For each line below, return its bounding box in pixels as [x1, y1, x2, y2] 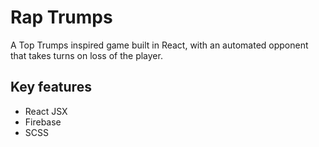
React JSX [24, 105, 68, 117]
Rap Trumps [10, 6, 113, 29]
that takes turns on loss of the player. [10, 49, 163, 61]
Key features [10, 79, 92, 96]
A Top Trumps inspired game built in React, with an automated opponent [10, 39, 309, 51]
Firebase [24, 116, 62, 128]
